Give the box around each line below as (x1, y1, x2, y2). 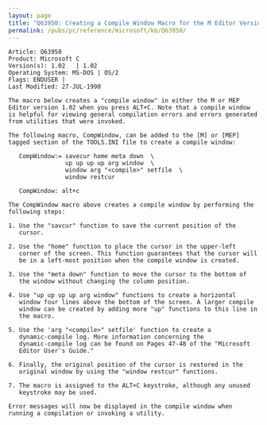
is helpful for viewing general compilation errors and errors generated (8, 110, 258, 119)
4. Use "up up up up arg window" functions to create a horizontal (8, 292, 237, 299)
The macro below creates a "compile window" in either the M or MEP (8, 97, 240, 105)
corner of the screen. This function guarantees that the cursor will (18, 249, 258, 258)
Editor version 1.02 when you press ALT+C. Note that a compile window (8, 104, 250, 112)
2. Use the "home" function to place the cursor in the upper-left (8, 243, 237, 251)
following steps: (8, 208, 66, 216)
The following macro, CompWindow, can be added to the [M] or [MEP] (8, 132, 240, 140)
